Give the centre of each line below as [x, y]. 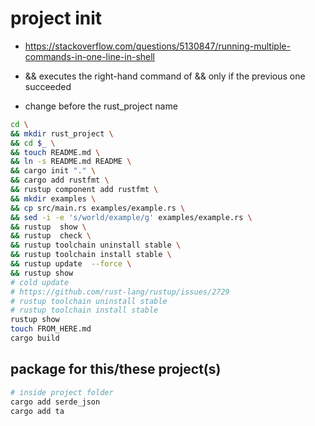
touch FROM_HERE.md [51, 329]
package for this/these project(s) [116, 369]
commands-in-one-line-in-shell [89, 56]
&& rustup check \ [51, 236]
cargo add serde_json [55, 402]
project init [56, 18]
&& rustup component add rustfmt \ [84, 190]
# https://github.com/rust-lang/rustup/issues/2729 [120, 292]
